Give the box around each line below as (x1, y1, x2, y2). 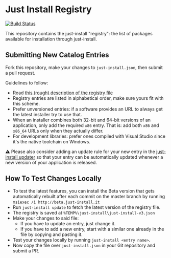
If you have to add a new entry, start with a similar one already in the (20, 226, 164, 232)
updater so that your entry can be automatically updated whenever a (18, 154, 163, 160)
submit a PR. (12, 247, 39, 254)
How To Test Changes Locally (5, 174, 102, 183)
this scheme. (12, 100, 40, 106)
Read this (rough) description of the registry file (12, 90, 113, 96)
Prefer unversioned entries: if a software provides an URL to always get (12, 106, 163, 112)
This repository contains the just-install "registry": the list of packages (5, 30, 153, 36)
